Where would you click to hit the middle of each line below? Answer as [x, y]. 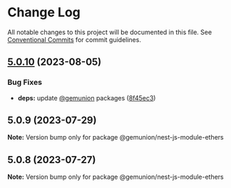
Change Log [44, 12]
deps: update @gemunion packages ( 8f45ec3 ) [87, 98]
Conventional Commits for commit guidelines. [74, 39]
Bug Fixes [25, 83]
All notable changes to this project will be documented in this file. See [110, 32]
